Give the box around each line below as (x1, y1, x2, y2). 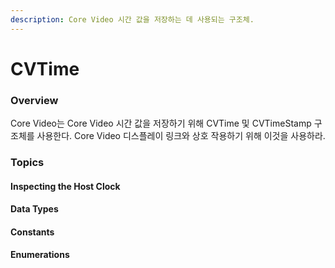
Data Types (10, 203, 59, 215)
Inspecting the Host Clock (10, 180, 121, 192)
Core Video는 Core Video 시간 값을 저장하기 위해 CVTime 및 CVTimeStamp (10, 117, 312, 130)
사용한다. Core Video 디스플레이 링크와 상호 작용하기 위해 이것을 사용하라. (36, 130, 326, 142)
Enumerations (10, 249, 70, 261)
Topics (10, 156, 45, 170)
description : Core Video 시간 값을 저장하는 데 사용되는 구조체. (10, 14, 255, 25)
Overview (10, 93, 59, 107)
